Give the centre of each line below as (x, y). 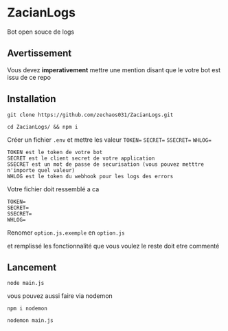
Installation (32, 99)
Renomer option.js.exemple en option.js (66, 233)
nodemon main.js (30, 321)
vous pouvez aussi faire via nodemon (60, 296)
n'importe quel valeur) (41, 170)
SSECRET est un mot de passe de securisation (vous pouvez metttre (106, 164)
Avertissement (39, 53)
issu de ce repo (29, 77)
